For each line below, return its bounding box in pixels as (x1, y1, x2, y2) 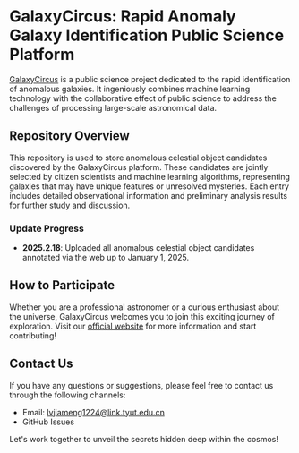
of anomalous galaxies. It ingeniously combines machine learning (9, 83, 251, 94)
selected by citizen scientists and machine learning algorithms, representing (9, 171, 291, 182)
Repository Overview (9, 128, 130, 144)
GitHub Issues (21, 416, 74, 427)
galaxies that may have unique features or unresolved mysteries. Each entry (9, 181, 289, 192)
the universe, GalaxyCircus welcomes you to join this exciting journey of (9, 311, 276, 321)
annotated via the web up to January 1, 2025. (21, 252, 190, 263)
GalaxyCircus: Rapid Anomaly (9, 6, 236, 27)
